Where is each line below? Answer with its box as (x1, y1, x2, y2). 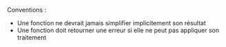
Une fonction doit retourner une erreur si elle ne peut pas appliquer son (16, 27, 220, 34)
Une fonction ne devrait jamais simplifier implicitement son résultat (16, 19, 206, 27)
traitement (16, 33, 47, 42)
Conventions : (7, 6, 47, 14)
